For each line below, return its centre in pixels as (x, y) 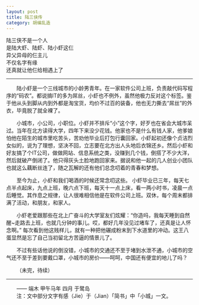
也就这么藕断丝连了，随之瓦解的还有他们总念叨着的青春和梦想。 (84, 168)
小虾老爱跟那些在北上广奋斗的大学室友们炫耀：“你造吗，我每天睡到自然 (104, 215)
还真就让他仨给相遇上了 (35, 70)
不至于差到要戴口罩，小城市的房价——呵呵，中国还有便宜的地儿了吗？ (102, 258)
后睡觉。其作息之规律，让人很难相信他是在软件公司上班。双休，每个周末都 (97, 195)
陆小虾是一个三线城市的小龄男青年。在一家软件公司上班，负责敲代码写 (102, 88)
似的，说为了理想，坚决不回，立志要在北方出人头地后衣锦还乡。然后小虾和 (102, 146)
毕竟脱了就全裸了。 (40, 111)
